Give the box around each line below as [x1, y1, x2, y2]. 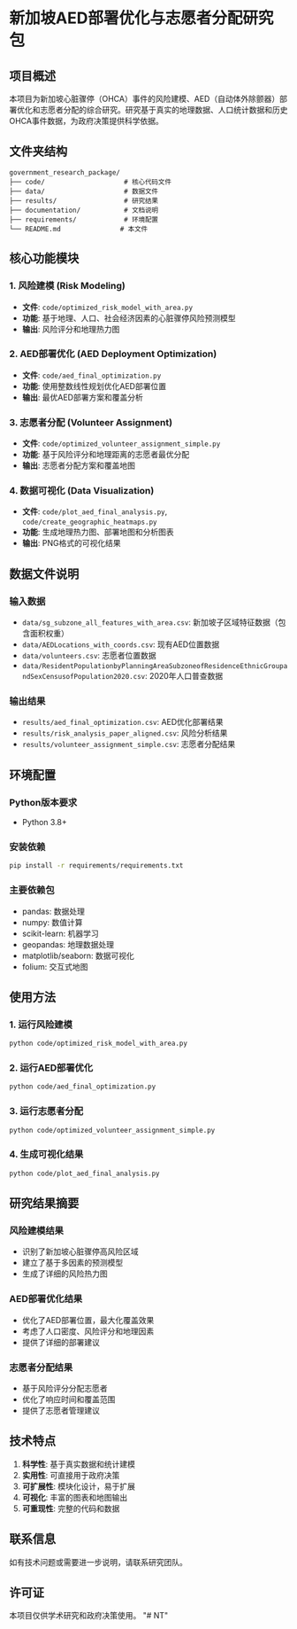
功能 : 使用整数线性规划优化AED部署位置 [21, 380, 166, 391]
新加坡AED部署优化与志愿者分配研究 [9, 8, 274, 28]
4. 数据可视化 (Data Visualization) [9, 485, 155, 497]
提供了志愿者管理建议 [21, 1405, 100, 1415]
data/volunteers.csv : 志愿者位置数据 [21, 651, 156, 661]
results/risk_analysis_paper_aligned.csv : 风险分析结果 [21, 728, 228, 738]
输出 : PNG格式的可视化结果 [21, 538, 121, 549]
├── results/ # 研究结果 [9, 196, 159, 205]
